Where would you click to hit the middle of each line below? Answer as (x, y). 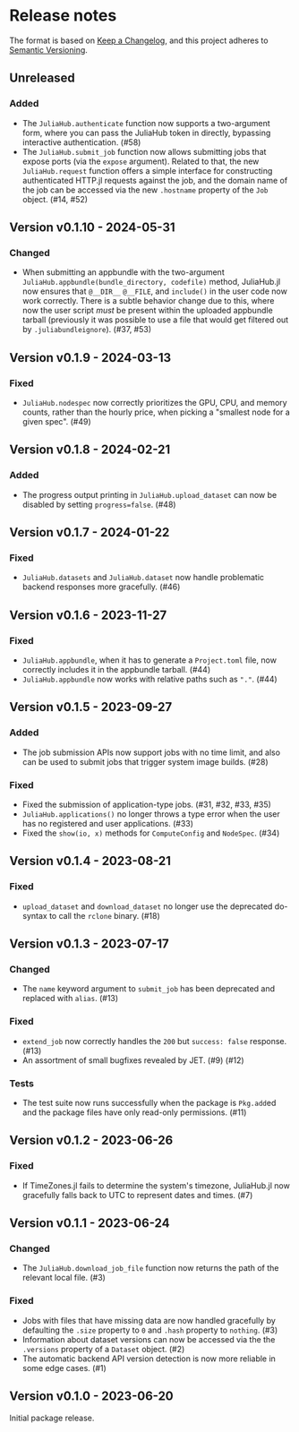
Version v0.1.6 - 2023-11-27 (88, 615)
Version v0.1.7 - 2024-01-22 (90, 532)
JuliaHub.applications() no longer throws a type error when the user (151, 814)
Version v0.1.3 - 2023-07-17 (90, 944)
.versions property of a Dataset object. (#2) (103, 1349)
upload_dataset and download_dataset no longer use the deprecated (147, 906)
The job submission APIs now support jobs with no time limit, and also (151, 752)
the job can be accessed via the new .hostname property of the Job (145, 190)
